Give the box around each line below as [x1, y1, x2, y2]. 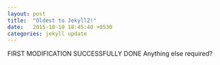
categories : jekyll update [7, 30, 87, 37]
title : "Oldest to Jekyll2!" [7, 17, 97, 24]
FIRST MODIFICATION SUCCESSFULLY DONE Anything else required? [7, 49, 213, 58]
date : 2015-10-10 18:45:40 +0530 [7, 23, 113, 30]
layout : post [7, 10, 46, 18]
